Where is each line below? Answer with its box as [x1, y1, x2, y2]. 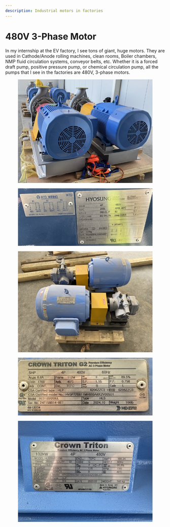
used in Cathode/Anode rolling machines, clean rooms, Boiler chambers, [5, 53, 157, 59]
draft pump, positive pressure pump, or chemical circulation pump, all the [5, 64, 159, 70]
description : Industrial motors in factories [5, 8, 103, 13]
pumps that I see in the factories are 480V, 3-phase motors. [5, 69, 130, 75]
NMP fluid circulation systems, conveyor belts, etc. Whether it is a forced [5, 58, 158, 65]
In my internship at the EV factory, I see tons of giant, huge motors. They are [5, 47, 165, 53]
